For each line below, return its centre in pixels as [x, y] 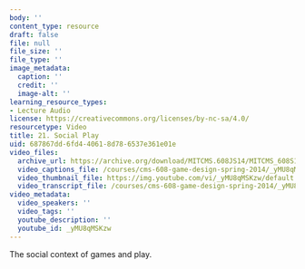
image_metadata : [40, 69]
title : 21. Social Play [54, 136]
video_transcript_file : [62, 187]
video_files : [34, 152]
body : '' [26, 18]
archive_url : [42, 161]
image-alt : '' [44, 93]
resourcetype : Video [49, 128]
